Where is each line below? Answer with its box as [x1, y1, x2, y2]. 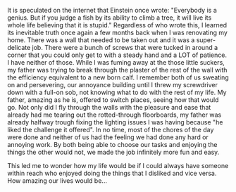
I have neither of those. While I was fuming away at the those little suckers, [7, 58, 225, 66]
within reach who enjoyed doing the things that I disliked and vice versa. [7, 169, 217, 177]
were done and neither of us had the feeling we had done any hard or [7, 133, 209, 141]
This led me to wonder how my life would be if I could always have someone [7, 162, 229, 169]
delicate [7, 44, 31, 51]
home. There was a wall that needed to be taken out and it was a [7, 36, 195, 44]
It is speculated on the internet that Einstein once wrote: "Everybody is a [7, 6, 217, 14]
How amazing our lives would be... [7, 177, 108, 185]
